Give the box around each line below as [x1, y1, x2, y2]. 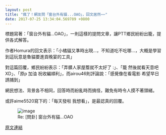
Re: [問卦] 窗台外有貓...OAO [17, 114, 73, 120]
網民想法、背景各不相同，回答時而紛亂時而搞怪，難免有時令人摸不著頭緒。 [5, 88, 157, 94]
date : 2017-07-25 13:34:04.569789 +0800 [5, 16, 90, 21]
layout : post [5, 7, 32, 12]
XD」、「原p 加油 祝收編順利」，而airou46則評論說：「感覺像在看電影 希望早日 [5, 71, 160, 77]
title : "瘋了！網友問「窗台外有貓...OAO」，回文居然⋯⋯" [5, 12, 108, 17]
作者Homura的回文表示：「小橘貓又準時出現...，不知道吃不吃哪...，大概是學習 [5, 48, 162, 54]
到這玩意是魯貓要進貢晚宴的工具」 [5, 54, 75, 60]
